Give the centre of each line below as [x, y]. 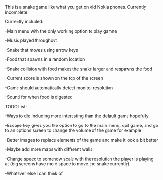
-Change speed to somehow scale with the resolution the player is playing [80, 159]
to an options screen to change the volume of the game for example [73, 130]
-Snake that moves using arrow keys [42, 50]
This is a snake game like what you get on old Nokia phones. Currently [76, 7]
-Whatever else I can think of [34, 173]
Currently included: [24, 22]
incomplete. [17, 12]
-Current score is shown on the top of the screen [54, 78]
